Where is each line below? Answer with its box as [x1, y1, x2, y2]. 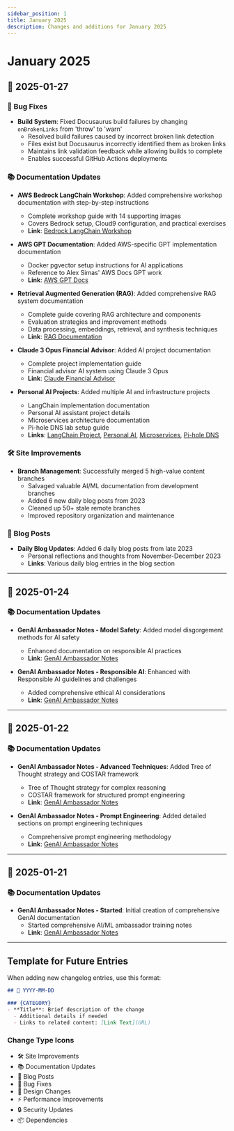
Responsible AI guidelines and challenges [17, 675, 137, 683]
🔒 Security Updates [17, 1105, 73, 1114]
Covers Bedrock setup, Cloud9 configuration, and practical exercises [27, 219, 226, 227]
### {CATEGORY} [7, 999, 52, 1006]
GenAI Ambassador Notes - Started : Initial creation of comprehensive [17, 906, 220, 914]
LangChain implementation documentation [27, 401, 150, 409]
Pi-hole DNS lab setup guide [27, 423, 109, 432]
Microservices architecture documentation [27, 416, 150, 424]
